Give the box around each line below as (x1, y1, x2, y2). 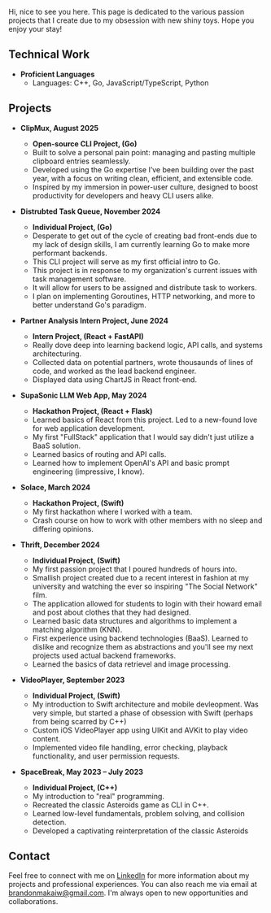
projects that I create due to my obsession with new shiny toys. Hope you (8, 15, 255, 25)
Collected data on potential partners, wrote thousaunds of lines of (32, 357, 254, 367)
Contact (8, 850, 50, 863)
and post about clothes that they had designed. (32, 607, 191, 617)
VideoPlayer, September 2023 (20, 675, 125, 685)
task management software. (32, 274, 127, 284)
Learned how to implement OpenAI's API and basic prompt (32, 458, 229, 467)
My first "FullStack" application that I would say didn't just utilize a (32, 432, 255, 441)
